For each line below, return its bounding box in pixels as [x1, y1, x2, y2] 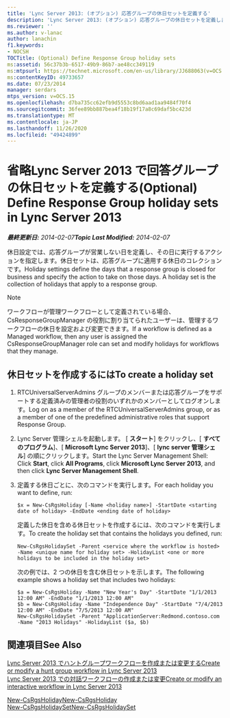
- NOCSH [7, 49, 29, 56]
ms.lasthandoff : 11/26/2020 [7, 125, 88, 132]
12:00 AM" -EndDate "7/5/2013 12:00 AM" [16, 607, 134, 614]
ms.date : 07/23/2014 [7, 80, 66, 87]
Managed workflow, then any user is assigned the [7, 332, 148, 340]
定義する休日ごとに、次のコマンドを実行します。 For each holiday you [16, 481, 214, 489]
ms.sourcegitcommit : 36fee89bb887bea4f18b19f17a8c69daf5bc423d [7, 106, 192, 113]
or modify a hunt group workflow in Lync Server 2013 [7, 667, 157, 675]
